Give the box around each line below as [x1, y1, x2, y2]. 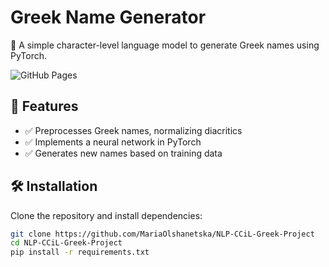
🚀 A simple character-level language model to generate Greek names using [10, 39, 320, 51]
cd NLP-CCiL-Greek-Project [10, 238, 123, 248]
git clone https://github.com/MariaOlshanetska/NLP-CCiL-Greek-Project [10, 229, 315, 239]
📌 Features [10, 98, 79, 115]
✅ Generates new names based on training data [24, 147, 223, 159]
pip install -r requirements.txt [10, 247, 150, 258]
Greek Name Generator [10, 6, 207, 29]
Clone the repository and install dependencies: [10, 209, 203, 221]
